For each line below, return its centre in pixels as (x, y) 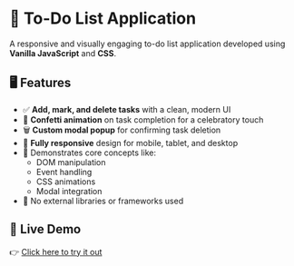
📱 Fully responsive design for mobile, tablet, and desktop (130, 143)
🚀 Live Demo (45, 229)
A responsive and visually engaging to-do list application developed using (147, 44)
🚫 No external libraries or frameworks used (103, 201)
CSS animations (66, 182)
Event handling (64, 172)
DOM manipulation (71, 162)
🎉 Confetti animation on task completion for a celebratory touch (143, 119)
